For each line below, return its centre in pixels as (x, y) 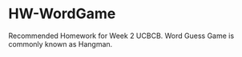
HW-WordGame (62, 14)
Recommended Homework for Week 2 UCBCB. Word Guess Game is (121, 36)
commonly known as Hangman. (60, 44)
